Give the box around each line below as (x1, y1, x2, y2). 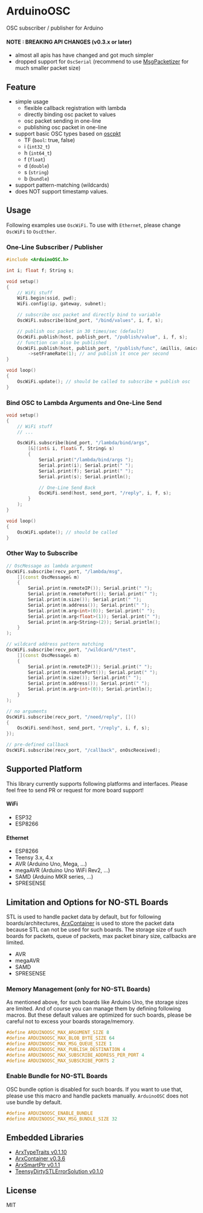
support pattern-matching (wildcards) (14, 181, 110, 189)
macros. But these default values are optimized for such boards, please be (6, 1011, 192, 1019)
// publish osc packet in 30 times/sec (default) (17, 328, 145, 334)
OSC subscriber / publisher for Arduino (6, 24, 104, 31)
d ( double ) (24, 162, 50, 169)
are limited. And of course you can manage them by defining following (6, 1005, 181, 1012)
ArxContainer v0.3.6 (14, 1155, 65, 1162)
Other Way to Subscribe (6, 549, 79, 557)
